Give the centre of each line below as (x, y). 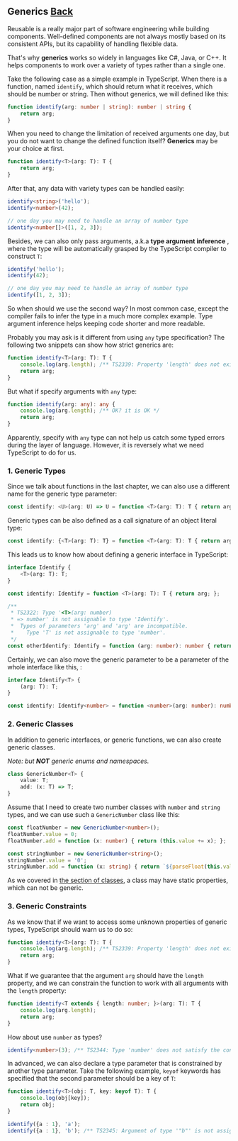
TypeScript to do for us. (42, 452)
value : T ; (35, 780)
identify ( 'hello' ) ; (36, 269)
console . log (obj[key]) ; (55, 1098)
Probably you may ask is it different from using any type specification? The (116, 338)
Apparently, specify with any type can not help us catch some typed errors (116, 438)
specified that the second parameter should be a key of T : (92, 1079)
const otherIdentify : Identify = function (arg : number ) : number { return (120, 646)
